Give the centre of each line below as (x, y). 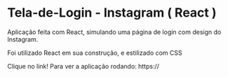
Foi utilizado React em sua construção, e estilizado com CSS (95, 53)
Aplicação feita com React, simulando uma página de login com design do (114, 32)
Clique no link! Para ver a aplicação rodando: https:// (83, 66)
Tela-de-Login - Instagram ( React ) (112, 13)
